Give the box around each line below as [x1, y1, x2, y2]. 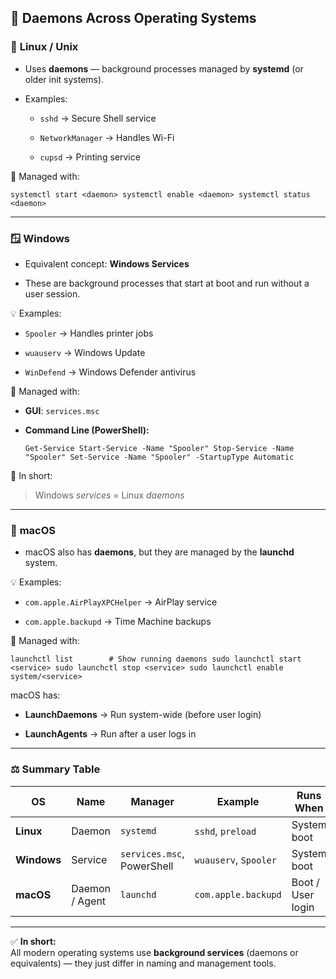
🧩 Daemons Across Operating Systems [10, 10, 257, 27]
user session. [24, 287, 81, 300]
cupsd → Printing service [39, 151, 141, 163]
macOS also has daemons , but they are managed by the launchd [24, 546, 295, 558]
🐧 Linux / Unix [10, 40, 79, 54]
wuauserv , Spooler [194, 852, 277, 866]
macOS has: [10, 689, 61, 701]
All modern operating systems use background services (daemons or [10, 946, 299, 958]
